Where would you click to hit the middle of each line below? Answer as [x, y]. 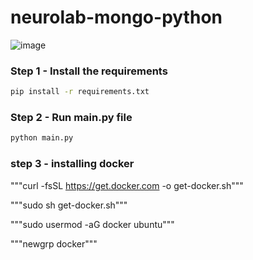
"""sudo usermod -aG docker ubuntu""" [92, 224]
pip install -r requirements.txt [80, 92]
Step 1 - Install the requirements [89, 71]
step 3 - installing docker [72, 164]
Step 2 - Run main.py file [71, 118]
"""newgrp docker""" [54, 243]
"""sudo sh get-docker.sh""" [69, 205]
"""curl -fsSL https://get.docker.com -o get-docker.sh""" [127, 185]
